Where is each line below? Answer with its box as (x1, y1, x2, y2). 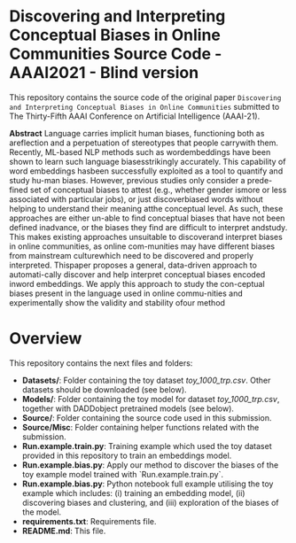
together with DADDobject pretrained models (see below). (21, 403, 235, 414)
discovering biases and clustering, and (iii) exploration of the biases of (21, 497, 279, 508)
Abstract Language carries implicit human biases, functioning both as (9, 128, 265, 138)
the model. (21, 507, 62, 517)
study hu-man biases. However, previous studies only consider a (9, 175, 245, 185)
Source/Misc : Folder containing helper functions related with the (21, 422, 260, 432)
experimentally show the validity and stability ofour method (9, 297, 226, 307)
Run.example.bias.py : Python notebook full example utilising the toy (21, 478, 274, 489)
